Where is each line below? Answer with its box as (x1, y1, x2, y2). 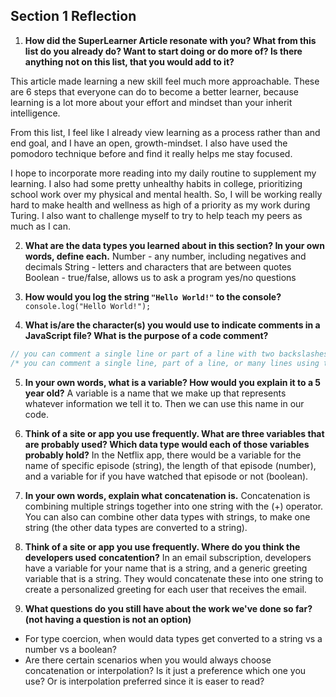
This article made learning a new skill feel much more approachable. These (10, 75, 320, 87)
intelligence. (10, 107, 61, 119)
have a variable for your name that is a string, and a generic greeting (24, 562, 308, 574)
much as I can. (10, 220, 71, 232)
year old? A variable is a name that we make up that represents (24, 387, 287, 399)
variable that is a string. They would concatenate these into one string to (24, 572, 324, 584)
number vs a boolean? (24, 643, 117, 655)
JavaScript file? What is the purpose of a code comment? (24, 329, 269, 341)
